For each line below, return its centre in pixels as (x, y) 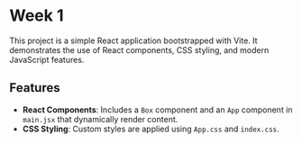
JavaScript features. (47, 59)
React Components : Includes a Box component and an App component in (157, 110)
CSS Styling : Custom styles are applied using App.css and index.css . (151, 129)
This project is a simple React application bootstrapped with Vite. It (134, 40)
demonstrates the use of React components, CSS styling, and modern (139, 49)
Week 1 (37, 16)
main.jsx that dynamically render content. (100, 119)
